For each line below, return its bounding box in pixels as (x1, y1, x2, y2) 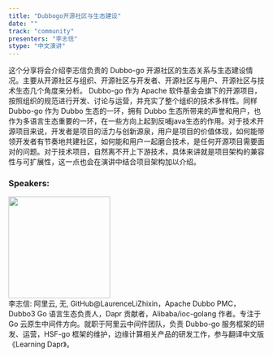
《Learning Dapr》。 (8, 339, 75, 350)
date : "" (8, 20, 38, 28)
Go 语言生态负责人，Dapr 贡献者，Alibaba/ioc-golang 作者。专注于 (37, 309, 262, 319)
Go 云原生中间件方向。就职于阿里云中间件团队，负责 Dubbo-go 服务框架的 (8, 319, 258, 329)
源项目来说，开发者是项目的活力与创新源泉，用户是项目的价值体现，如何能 (8, 127, 258, 137)
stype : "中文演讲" (8, 42, 67, 50)
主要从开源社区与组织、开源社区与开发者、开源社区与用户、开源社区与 (22, 76, 258, 85)
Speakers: (8, 178, 50, 189)
